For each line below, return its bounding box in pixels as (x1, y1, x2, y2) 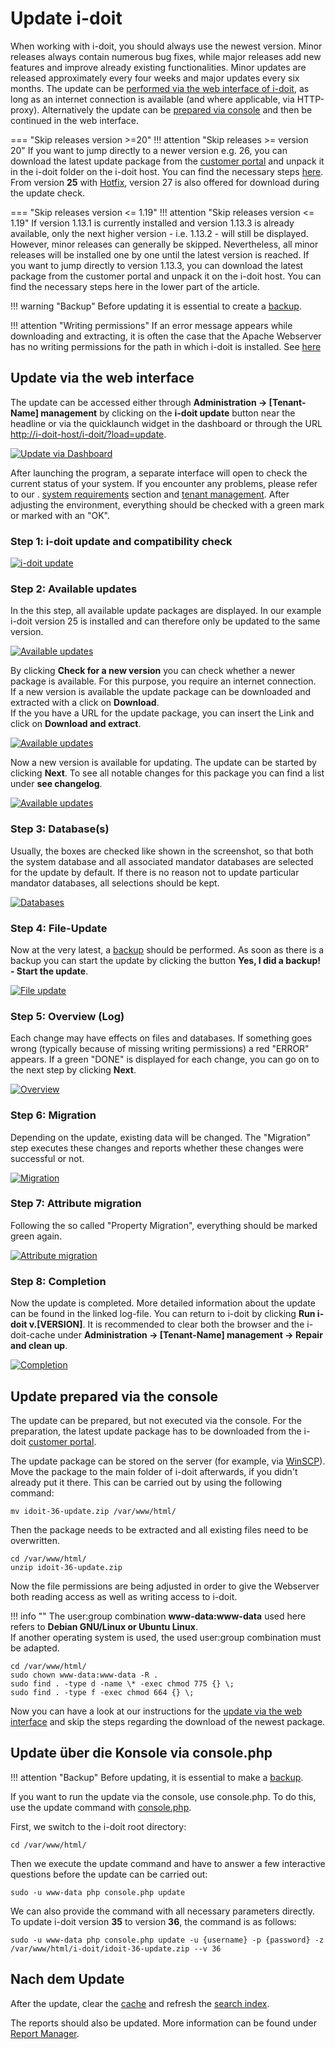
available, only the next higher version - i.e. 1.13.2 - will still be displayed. (10, 227, 309, 239)
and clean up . (10, 1340, 68, 1352)
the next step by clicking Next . (10, 1064, 137, 1076)
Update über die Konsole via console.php (10, 1745, 273, 1762)
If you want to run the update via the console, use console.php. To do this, (10, 1790, 317, 1802)
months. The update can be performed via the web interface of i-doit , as (10, 82, 310, 94)
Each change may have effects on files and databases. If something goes (10, 1032, 313, 1044)
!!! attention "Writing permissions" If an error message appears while (10, 319, 293, 331)
